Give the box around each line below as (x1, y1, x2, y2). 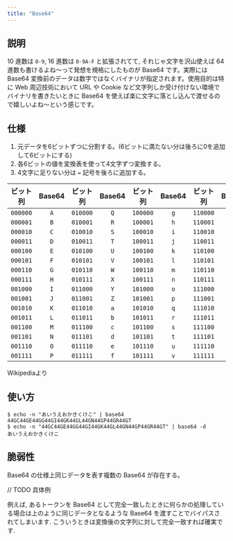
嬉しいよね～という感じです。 (12, 100, 98, 109)
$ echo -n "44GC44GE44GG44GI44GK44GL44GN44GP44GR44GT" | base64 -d (7, 423, 207, 430)
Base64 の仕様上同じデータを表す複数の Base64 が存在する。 (7, 470, 184, 479)
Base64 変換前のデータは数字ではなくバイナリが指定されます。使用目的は (7, 74, 218, 83)
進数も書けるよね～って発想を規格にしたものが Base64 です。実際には (7, 66, 208, 74)
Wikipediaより (7, 369, 48, 378)
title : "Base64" (7, 10, 54, 17)
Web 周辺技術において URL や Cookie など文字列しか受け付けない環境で (15, 83, 221, 91)
